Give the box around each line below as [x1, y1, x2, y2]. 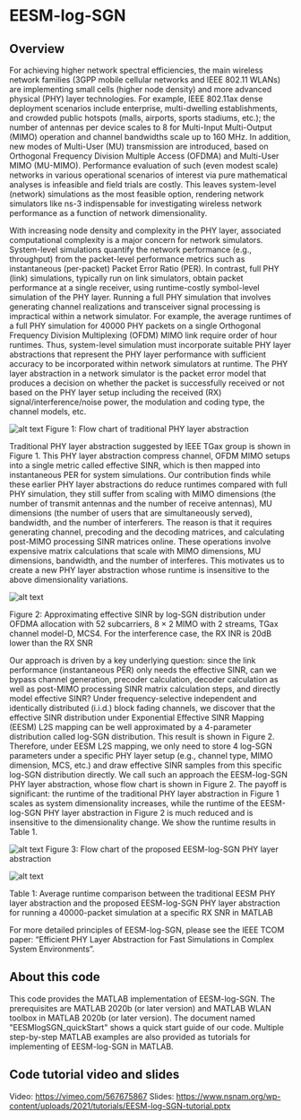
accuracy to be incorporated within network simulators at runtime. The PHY [9, 359, 288, 369]
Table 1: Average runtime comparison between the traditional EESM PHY [9, 889, 276, 899]
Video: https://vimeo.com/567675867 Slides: [9, 1090, 175, 1101]
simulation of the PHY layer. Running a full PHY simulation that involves [9, 292, 271, 302]
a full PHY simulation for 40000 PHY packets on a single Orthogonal [9, 320, 262, 331]
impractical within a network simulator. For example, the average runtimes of [9, 311, 292, 321]
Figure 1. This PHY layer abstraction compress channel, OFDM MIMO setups [9, 450, 291, 461]
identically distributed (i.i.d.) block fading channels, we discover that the [9, 703, 276, 713]
